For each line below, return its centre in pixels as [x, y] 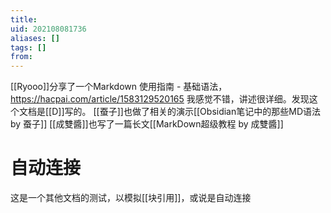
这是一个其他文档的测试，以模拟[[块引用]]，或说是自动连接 [131, 198]
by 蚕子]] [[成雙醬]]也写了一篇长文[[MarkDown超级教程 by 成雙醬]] [147, 124]
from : [21, 57]
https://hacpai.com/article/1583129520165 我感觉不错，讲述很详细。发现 [160, 99]
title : [24, 19]
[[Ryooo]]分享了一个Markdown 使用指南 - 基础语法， [119, 87]
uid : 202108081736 [48, 29]
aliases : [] [35, 38]
